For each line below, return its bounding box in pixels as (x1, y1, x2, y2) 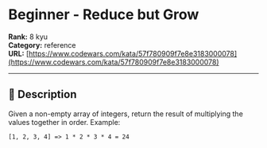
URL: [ (8, 49, 29, 58)
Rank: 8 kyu (8, 32, 48, 41)
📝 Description (8, 88, 77, 101)
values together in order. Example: (8, 117, 121, 127)
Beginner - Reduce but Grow (8, 6, 199, 24)
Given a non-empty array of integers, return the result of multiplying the (8, 109, 244, 119)
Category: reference (8, 40, 76, 49)
